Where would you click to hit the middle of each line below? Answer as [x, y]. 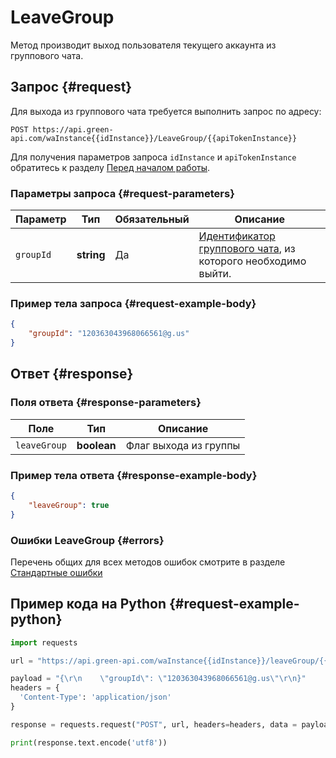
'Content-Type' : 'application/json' [95, 697]
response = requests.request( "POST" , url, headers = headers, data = [154, 724]
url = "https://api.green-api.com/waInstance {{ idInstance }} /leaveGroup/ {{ [169, 661]
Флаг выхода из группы [183, 445]
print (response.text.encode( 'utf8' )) [89, 742]
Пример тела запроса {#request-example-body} [133, 303]
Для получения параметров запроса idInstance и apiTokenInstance [153, 157]
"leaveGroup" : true [69, 505]
